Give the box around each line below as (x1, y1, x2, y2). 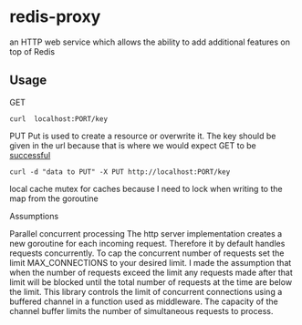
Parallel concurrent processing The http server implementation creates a (9, 228, 283, 239)
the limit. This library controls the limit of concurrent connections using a (9, 286, 283, 297)
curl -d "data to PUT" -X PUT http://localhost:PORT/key (9, 167, 231, 177)
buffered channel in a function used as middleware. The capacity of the (9, 296, 278, 307)
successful (9, 149, 51, 160)
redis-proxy (9, 6, 101, 27)
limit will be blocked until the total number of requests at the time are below (9, 276, 293, 288)
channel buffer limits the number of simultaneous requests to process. (9, 305, 274, 316)
